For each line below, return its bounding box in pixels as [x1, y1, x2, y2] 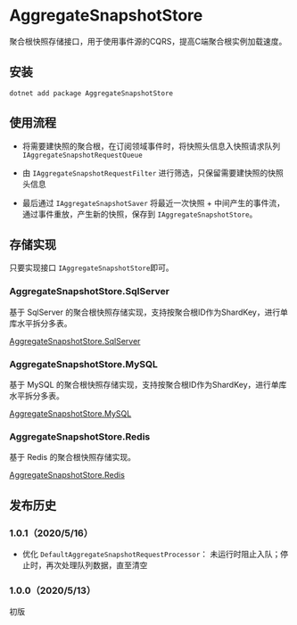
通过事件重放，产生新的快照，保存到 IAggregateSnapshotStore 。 [21, 209, 258, 219]
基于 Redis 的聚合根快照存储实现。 [9, 452, 136, 463]
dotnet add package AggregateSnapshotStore [9, 88, 174, 98]
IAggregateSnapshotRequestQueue [21, 151, 143, 160]
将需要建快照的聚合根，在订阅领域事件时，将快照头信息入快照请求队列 [21, 140, 281, 152]
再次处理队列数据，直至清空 [45, 559, 148, 571]
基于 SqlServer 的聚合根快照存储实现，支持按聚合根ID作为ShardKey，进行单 [9, 307, 288, 317]
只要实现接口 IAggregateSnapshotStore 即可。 [9, 262, 174, 273]
